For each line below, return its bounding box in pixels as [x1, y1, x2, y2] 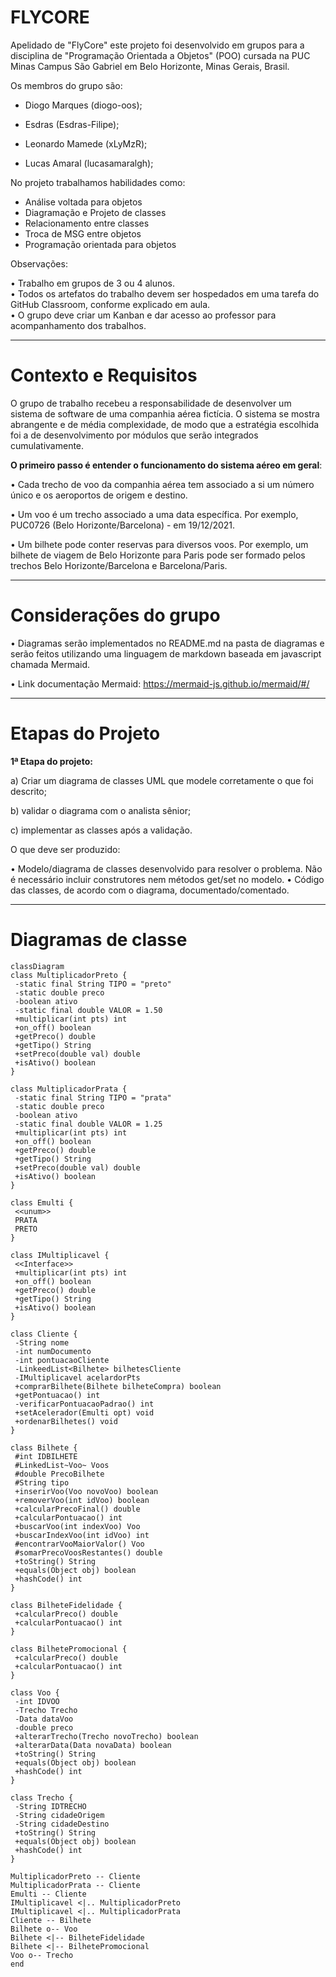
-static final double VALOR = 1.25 [14, 1119, 163, 1129]
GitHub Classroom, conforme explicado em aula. [10, 298, 211, 310]
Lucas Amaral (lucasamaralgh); [24, 157, 154, 169]
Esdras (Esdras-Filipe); [24, 118, 120, 130]
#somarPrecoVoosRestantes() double [14, 1547, 163, 1558]
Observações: [10, 257, 68, 270]
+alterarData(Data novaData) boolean [14, 1740, 172, 1750]
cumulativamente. [10, 439, 85, 451]
